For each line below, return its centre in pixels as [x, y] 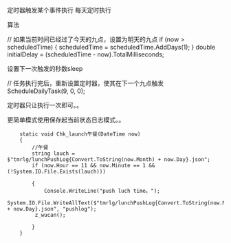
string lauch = [54, 154]
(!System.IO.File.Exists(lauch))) [57, 171]
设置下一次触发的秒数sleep [45, 68]
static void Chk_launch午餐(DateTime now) [80, 134]
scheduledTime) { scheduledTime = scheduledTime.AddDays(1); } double [111, 47]
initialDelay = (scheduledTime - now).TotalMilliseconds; [86, 54]
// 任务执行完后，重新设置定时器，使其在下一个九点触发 [86, 83]
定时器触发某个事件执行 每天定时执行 [59, 10]
